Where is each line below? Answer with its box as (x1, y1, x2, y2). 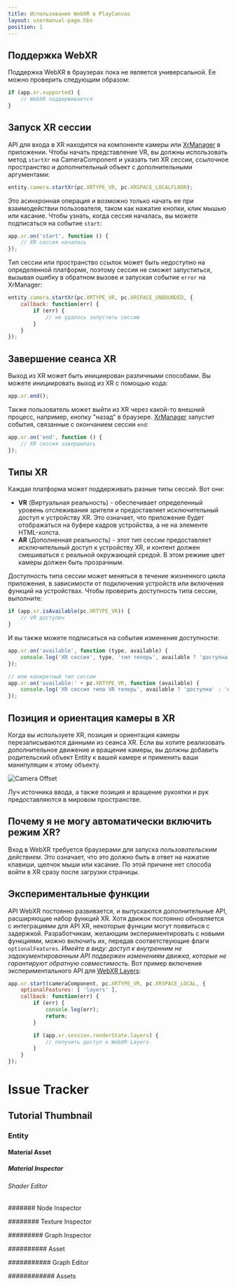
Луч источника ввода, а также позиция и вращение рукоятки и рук (8, 788, 209, 796)
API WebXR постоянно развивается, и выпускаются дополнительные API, (8, 907, 228, 915)
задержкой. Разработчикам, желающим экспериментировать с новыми (8, 929, 225, 937)
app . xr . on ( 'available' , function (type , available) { (8, 647, 169, 654)
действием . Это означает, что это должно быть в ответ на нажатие (8, 852, 209, 861)
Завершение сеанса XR (8, 353, 117, 365)
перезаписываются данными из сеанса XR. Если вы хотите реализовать (8, 738, 225, 746)
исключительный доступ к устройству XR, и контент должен (18, 543, 200, 552)
